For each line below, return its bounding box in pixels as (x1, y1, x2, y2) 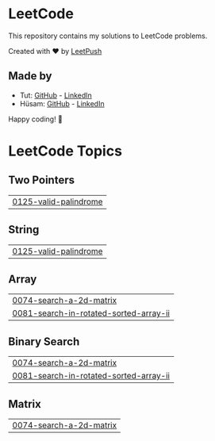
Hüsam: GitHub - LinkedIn (19, 98, 105, 108)
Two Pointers (8, 174, 75, 187)
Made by (8, 69, 52, 83)
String (8, 223, 40, 236)
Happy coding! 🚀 (8, 114, 63, 124)
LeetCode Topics (8, 142, 123, 159)
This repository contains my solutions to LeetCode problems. (8, 31, 208, 40)
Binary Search (8, 335, 80, 348)
